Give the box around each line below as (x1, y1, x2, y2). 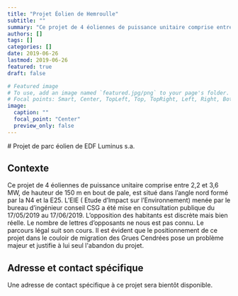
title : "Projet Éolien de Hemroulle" (7, 10, 119, 18)
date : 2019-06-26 (7, 50, 59, 57)
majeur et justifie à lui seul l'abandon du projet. (7, 241, 144, 250)
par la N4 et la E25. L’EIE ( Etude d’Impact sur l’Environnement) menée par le (7, 196, 231, 204)
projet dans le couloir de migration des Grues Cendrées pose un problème (7, 234, 225, 242)
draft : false (7, 70, 46, 77)
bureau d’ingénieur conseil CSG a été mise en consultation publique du (7, 204, 215, 212)
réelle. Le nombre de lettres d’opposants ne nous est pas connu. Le (7, 219, 204, 227)
